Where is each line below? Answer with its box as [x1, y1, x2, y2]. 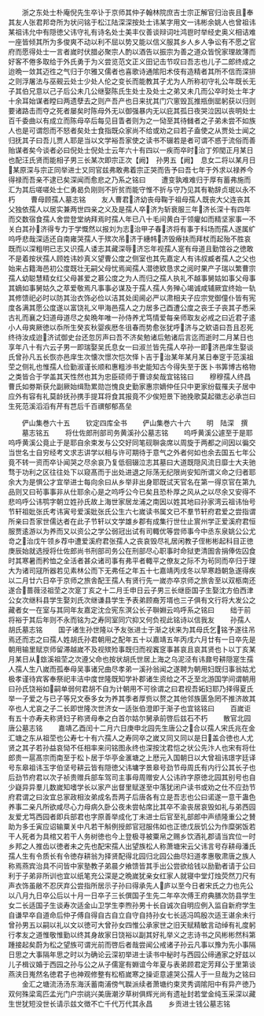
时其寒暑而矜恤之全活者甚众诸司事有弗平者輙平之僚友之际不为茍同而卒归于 [8, 556, 249, 565]
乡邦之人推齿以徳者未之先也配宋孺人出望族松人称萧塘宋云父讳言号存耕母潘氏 [8, 842, 256, 851]
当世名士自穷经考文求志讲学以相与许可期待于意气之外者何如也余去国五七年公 [8, 448, 256, 457]
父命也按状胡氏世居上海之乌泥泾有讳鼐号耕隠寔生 [88, 654, 247, 664]
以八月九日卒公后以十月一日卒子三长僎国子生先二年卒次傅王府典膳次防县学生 [8, 891, 256, 900]
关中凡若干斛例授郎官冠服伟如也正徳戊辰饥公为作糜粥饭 [69, 822, 249, 831]
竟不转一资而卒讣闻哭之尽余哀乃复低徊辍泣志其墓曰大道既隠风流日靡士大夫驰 [8, 458, 256, 467]
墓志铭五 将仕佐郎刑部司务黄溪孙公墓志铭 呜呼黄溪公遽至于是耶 [21, 428, 253, 437]
